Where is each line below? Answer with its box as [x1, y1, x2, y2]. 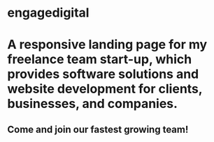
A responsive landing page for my [7, 37, 208, 53]
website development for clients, [7, 81, 203, 97]
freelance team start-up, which [7, 52, 192, 68]
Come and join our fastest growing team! [7, 123, 189, 135]
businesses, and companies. [7, 96, 178, 112]
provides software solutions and [7, 66, 199, 82]
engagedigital [7, 5, 90, 21]
